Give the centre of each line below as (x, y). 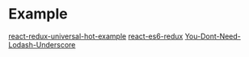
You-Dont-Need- (213, 36)
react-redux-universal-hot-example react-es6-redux (96, 36)
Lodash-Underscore (42, 44)
